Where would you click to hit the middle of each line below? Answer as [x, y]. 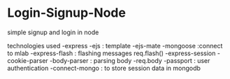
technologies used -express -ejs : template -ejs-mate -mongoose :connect [115, 45]
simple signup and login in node [53, 32]
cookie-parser [28, 60]
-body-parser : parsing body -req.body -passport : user [130, 60]
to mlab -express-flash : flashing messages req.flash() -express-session [112, 53]
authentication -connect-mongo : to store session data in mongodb [104, 68]
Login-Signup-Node [66, 13]
